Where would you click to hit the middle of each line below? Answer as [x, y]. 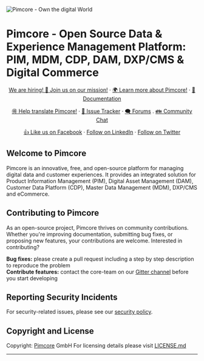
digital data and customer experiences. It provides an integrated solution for [101, 174]
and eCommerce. [28, 194]
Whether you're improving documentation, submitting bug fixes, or [90, 234]
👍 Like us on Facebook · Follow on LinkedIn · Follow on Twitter [102, 132]
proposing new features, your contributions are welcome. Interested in [94, 241]
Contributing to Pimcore [53, 213]
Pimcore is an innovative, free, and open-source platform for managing [95, 168]
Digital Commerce [53, 73]
